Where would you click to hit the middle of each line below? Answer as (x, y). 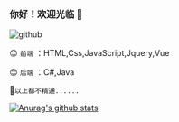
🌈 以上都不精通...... (44, 90)
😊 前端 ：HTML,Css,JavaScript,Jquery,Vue (89, 53)
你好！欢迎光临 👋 (46, 14)
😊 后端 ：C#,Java (42, 72)
